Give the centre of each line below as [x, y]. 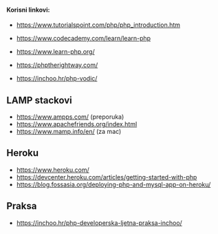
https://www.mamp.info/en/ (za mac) [69, 132]
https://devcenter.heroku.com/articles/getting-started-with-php [107, 177]
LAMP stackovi [40, 100]
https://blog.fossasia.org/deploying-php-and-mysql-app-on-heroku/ [113, 184]
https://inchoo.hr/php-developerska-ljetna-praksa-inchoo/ [99, 223]
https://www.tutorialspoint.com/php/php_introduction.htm [98, 25]
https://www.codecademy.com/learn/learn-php [84, 39]
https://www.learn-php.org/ [55, 52]
